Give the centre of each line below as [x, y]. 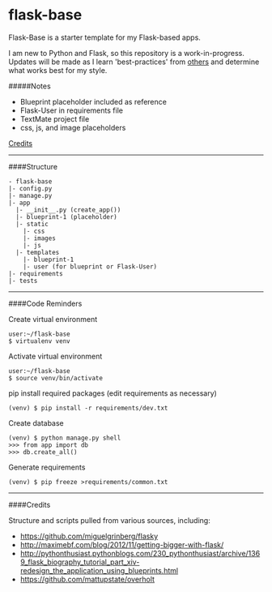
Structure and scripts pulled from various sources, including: [109, 520]
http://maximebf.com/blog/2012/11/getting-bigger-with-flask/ [122, 544]
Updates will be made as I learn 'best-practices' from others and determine [134, 62]
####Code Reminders [45, 303]
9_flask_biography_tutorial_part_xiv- [80, 562]
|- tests [23, 281]
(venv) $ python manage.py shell [65, 438]
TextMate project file [55, 118]
